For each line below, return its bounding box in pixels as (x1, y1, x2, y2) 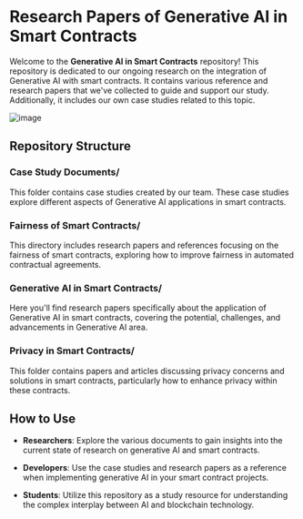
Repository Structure (9, 138, 132, 154)
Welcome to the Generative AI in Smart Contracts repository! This (9, 56, 259, 66)
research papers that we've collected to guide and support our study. (9, 85, 270, 96)
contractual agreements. (9, 259, 102, 270)
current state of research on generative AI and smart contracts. (22, 444, 260, 456)
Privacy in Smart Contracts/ (9, 344, 135, 357)
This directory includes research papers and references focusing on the (9, 239, 279, 250)
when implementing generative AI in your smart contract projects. (22, 472, 269, 483)
